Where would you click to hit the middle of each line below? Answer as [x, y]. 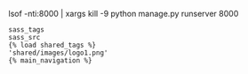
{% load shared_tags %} [52, 45]
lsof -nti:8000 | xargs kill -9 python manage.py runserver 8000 [124, 14]
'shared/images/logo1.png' [58, 53]
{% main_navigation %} [50, 61]
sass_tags [27, 30]
